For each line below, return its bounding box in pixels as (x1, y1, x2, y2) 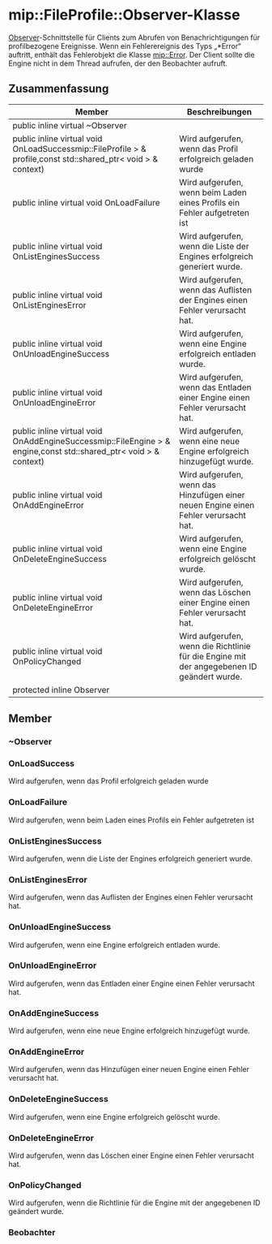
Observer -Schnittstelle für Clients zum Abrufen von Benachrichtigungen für (8, 32, 261, 42)
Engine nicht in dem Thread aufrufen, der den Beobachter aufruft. (8, 58, 228, 68)
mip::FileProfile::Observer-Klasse (8, 6, 240, 24)
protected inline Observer (12, 684, 110, 695)
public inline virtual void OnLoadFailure (12, 197, 160, 208)
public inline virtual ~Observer (12, 119, 127, 131)
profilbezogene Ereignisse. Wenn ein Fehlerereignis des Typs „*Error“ (8, 41, 241, 50)
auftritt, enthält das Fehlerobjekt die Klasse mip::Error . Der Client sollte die (8, 50, 255, 59)
